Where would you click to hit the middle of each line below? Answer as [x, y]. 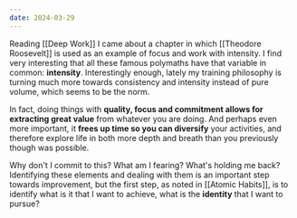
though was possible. [49, 147]
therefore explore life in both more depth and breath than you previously [144, 137]
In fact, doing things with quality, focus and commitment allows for [136, 109]
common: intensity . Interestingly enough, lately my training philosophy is [146, 72]
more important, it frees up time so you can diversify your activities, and [146, 128]
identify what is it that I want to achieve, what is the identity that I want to [146, 194]
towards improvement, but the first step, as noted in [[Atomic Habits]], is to [149, 184]
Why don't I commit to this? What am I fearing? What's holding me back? [145, 165]
